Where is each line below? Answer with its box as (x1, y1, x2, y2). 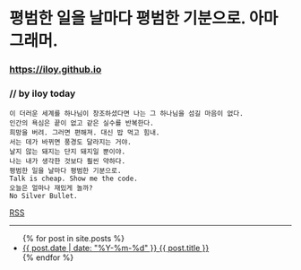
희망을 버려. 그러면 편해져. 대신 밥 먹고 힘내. (9, 128, 160, 137)
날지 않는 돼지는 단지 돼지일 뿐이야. (9, 147, 126, 157)
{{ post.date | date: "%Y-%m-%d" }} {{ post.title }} (21, 243, 210, 254)
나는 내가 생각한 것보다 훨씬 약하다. (9, 157, 126, 166)
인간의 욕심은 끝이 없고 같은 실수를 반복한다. (9, 118, 154, 128)
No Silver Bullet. (9, 192, 78, 201)
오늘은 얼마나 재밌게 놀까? (9, 184, 93, 193)
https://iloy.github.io (9, 64, 102, 76)
